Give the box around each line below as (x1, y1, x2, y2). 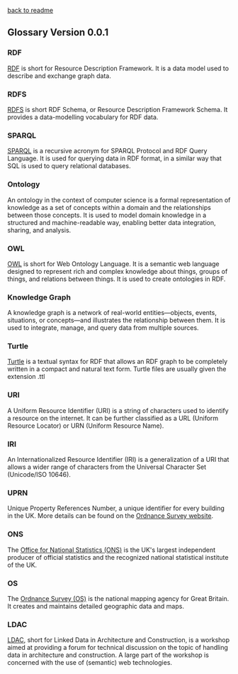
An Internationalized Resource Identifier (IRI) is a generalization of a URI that (7, 455, 229, 464)
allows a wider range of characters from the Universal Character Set (7, 463, 207, 471)
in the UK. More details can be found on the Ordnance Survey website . (7, 512, 214, 520)
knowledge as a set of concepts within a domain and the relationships (7, 203, 211, 211)
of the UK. (7, 560, 38, 569)
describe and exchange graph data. (7, 71, 111, 80)
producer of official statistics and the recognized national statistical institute (7, 553, 229, 561)
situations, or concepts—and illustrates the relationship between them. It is (7, 316, 225, 325)
